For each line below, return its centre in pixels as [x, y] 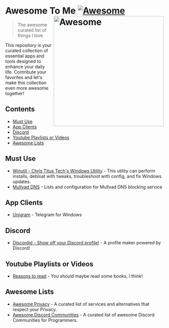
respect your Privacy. [34, 309]
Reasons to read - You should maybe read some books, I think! [78, 276]
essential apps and [25, 56]
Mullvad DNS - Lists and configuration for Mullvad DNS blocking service [87, 187]
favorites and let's [24, 77]
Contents [20, 109]
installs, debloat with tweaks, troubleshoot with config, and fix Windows [87, 176]
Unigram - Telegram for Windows [47, 215]
